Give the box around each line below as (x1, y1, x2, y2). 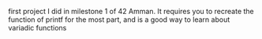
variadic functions (8, 23, 67, 32)
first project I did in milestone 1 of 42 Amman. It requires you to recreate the (8, 7, 254, 16)
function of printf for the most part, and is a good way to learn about (8, 15, 230, 24)
